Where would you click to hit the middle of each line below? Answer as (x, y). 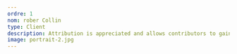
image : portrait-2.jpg (41, 40)
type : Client (26, 27)
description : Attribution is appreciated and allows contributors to (112, 33)
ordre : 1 (20, 14)
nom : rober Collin (34, 20)
